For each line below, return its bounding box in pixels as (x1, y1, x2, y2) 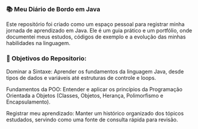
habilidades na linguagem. (6, 40, 71, 47)
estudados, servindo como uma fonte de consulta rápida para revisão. (6, 116, 178, 123)
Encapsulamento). (6, 98, 51, 105)
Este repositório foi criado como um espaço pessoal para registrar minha (6, 21, 185, 28)
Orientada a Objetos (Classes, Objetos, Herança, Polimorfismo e (6, 92, 164, 99)
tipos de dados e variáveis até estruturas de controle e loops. (6, 74, 156, 81)
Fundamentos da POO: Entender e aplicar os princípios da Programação (6, 85, 183, 93)
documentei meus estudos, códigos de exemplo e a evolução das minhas (6, 33, 186, 40)
